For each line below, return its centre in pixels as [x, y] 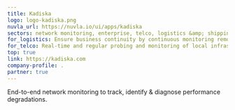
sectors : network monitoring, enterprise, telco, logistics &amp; [106, 33]
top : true [22, 53]
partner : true [28, 72]
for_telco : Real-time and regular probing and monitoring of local [108, 46]
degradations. [27, 99]
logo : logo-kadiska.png [42, 20]
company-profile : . [36, 65]
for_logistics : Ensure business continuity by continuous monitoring [111, 40]
